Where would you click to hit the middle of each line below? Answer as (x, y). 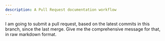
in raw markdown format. (31, 34)
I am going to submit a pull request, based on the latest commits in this (78, 24)
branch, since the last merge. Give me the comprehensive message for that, (83, 29)
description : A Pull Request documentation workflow (61, 10)
